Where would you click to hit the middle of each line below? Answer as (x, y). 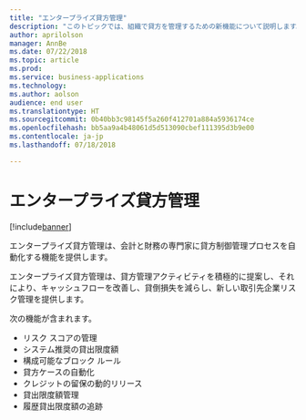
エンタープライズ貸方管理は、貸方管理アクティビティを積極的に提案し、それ (152, 276)
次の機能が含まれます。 (53, 318)
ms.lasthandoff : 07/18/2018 (63, 145)
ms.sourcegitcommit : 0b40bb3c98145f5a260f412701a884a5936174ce (132, 119)
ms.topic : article (44, 60)
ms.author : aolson (44, 94)
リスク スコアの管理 (60, 337)
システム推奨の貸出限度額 (71, 349)
